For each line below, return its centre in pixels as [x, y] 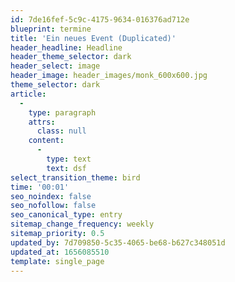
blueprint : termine [51, 29]
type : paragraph [62, 112]
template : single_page [57, 261]
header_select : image [55, 66]
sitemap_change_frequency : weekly [82, 224]
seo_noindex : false [51, 196]
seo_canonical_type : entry [66, 215]
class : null [61, 131]
